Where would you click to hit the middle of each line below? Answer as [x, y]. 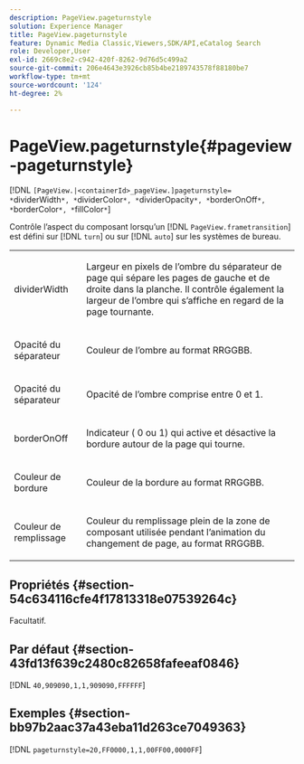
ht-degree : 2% [36, 93]
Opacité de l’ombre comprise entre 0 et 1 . [175, 394]
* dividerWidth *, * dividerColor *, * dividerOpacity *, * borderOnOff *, [138, 200]
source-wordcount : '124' [56, 85]
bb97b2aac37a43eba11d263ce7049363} [128, 727]
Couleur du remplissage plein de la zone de [178, 521]
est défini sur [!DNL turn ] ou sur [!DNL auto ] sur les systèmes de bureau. [145, 237]
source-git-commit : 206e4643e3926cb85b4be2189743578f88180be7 [129, 69]
